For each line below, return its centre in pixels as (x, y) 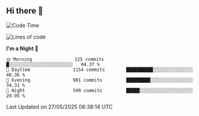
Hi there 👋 (25, 11)
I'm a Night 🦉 (22, 48)
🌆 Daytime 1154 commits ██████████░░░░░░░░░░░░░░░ (100, 70)
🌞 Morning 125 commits (55, 59)
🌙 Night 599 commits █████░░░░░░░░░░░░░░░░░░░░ (100, 90)
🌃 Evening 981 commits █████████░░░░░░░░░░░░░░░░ (100, 80)
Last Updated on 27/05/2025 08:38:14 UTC (60, 106)
